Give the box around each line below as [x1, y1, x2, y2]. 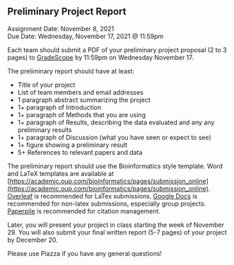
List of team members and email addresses [17, 88, 144, 96]
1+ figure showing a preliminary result [17, 141, 128, 149]
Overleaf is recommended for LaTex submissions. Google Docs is [7, 192, 198, 200]
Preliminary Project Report [7, 6, 127, 18]
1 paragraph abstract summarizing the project [17, 95, 151, 104]
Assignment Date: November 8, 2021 [7, 24, 115, 33]
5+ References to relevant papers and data [17, 148, 143, 156]
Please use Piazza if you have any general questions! [7, 249, 163, 257]
